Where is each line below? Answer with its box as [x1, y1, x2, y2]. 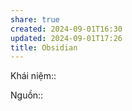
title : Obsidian [10, 42, 78, 53]
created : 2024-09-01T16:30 [10, 24, 123, 34]
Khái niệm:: [10, 70, 57, 82]
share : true [10, 14, 60, 25]
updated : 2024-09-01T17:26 [10, 33, 123, 43]
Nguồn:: [10, 89, 44, 101]
